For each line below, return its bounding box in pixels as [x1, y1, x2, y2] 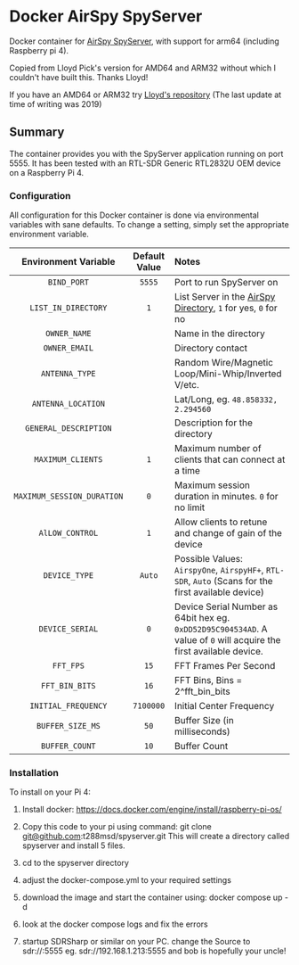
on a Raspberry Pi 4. [9, 167, 85, 177]
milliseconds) [174, 725, 231, 738]
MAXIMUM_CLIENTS [34, 455, 103, 465]
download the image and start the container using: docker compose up [21, 892, 283, 903]
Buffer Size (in [174, 714, 234, 727]
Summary [9, 125, 65, 140]
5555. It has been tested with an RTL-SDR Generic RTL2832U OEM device [9, 158, 282, 169]
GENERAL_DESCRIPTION [25, 424, 112, 433]
